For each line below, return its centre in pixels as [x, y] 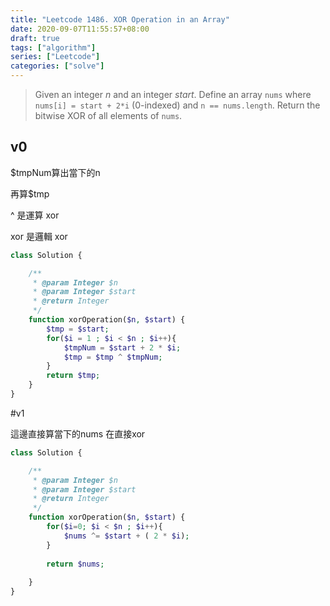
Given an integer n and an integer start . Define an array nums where [173, 94]
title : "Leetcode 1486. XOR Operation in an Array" [120, 19]
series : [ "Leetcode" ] [55, 57]
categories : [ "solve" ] [57, 66]
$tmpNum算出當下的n [55, 172]
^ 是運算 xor [35, 215]
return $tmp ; [73, 376]
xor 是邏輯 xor [39, 236]
